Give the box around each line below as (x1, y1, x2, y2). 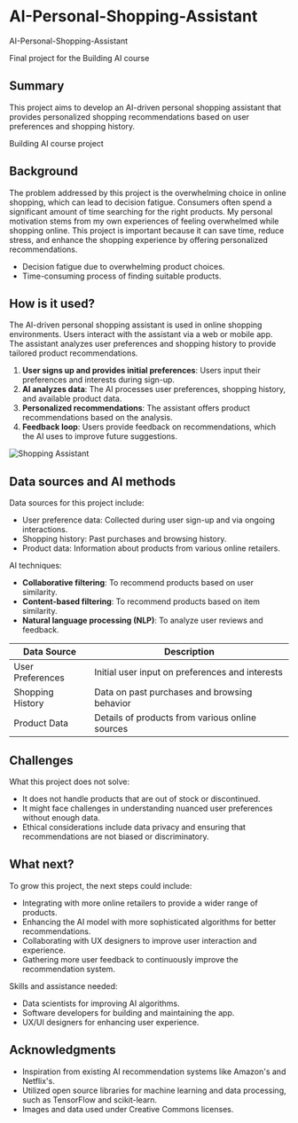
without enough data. (21, 813, 100, 822)
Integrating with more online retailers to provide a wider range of (21, 898, 259, 908)
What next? (9, 857, 74, 872)
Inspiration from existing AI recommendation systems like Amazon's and (21, 1066, 286, 1077)
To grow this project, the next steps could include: (9, 880, 192, 891)
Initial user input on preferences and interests (94, 666, 284, 679)
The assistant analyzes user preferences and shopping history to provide (9, 339, 277, 349)
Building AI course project (9, 137, 104, 148)
